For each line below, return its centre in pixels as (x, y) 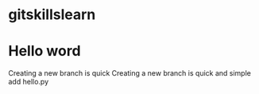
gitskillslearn (52, 15)
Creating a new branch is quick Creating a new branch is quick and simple (130, 73)
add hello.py (29, 82)
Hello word (44, 51)
